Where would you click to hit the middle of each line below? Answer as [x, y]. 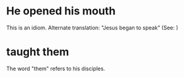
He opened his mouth [61, 11]
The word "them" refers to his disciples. [56, 68]
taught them [38, 52]
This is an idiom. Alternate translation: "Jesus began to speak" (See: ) [92, 28]
